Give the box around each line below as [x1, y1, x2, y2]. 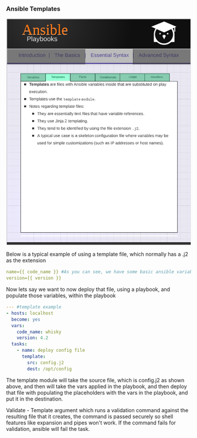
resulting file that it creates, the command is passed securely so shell [6, 413, 174, 420]
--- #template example [6, 304, 62, 310]
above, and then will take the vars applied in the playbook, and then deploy [6, 383, 188, 390]
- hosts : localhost [6, 310, 54, 316]
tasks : [11, 341, 28, 347]
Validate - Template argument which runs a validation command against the [6, 406, 189, 413]
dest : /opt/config [27, 366, 72, 372]
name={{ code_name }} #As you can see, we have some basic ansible [6, 269, 175, 275]
